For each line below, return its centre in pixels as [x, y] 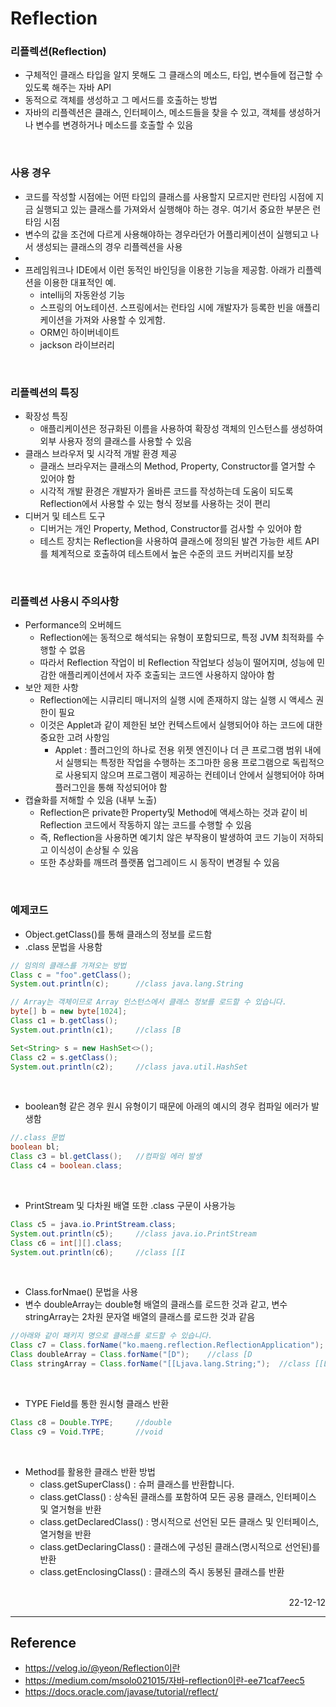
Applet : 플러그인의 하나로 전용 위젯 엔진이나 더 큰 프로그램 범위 [178, 750]
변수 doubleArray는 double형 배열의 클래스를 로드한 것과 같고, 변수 [156, 1304]
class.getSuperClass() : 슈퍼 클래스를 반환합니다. [137, 1484]
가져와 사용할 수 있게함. [120, 319]
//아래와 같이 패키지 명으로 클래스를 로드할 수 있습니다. [111, 1336]
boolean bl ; [35, 1147]
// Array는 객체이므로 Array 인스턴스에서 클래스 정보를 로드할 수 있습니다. [148, 1002]
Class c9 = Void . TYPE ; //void [86, 1432]
